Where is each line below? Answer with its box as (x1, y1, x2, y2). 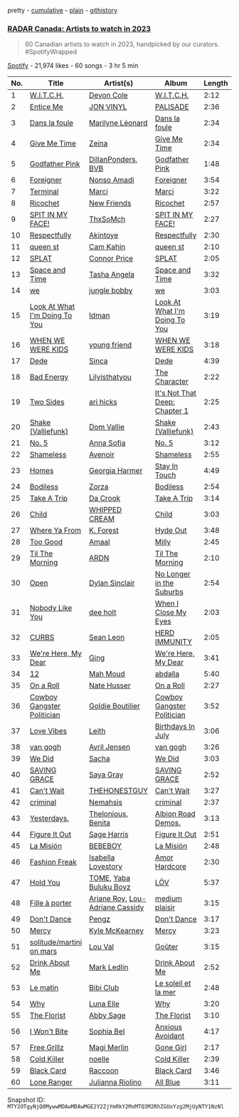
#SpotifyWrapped (24, 48, 77, 56)
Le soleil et (155, 979, 191, 989)
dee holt (88, 608, 117, 618)
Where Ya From (29, 526, 82, 536)
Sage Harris (88, 830, 129, 840)
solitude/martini (29, 937, 83, 947)
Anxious (155, 1022, 183, 1032)
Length (203, 78, 228, 88)
